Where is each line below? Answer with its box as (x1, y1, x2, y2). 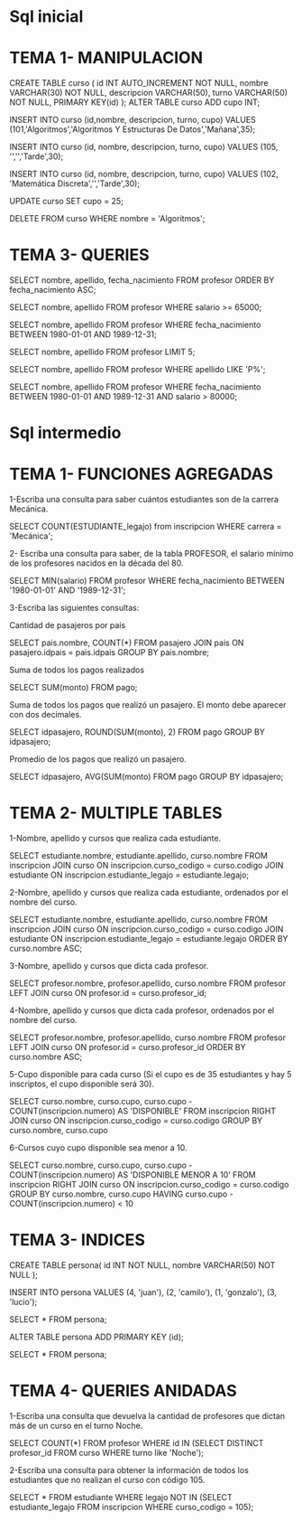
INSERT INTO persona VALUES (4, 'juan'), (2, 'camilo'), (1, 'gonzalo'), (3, (9, 1287, 278, 1298)
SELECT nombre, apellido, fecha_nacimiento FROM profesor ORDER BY (9, 275, 275, 286)
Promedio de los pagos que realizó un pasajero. (9, 754, 187, 765)
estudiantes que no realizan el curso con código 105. (9, 1475, 206, 1485)
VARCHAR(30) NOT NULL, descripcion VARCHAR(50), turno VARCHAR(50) (9, 88, 288, 99)
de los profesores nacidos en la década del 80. (9, 558, 184, 568)
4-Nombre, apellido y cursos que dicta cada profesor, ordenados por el (9, 1005, 275, 1016)
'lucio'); (9, 1297, 38, 1308)
